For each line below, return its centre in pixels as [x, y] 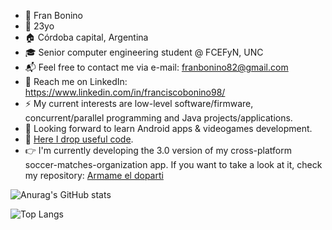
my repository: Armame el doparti [94, 175]
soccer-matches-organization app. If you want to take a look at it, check [173, 164]
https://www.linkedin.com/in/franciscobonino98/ [125, 92]
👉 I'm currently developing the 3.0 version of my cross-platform [158, 150]
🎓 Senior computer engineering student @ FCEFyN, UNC [144, 52]
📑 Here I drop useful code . [79, 139]
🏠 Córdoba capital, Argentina [86, 37]
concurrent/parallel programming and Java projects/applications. [158, 118]
